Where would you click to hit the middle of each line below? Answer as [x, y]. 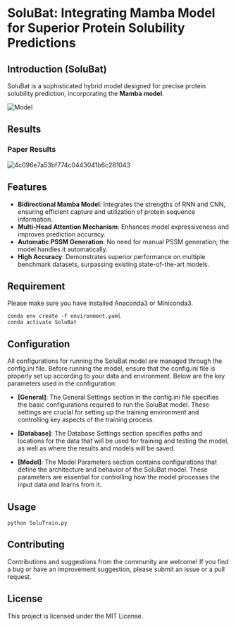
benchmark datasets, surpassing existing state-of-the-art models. [113, 264]
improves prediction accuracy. [61, 234]
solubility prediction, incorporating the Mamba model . [86, 94]
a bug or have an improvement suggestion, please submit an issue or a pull [116, 569]
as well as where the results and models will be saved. [96, 448]
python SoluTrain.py [38, 523]
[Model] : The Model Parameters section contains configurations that [117, 462]
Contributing [36, 545]
